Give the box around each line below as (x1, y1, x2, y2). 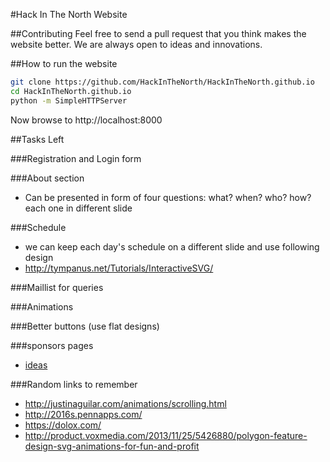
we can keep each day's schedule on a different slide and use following (24, 240, 320, 253)
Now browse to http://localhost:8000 (10, 114, 163, 126)
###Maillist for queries (10, 281, 104, 293)
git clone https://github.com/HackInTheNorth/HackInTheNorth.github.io (10, 77, 315, 87)
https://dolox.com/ (24, 419, 102, 431)
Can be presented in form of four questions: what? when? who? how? (24, 191, 312, 203)
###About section (10, 172, 85, 184)
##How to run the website (10, 58, 118, 69)
